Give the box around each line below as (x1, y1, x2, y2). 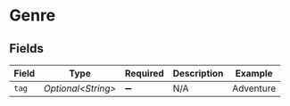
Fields (9, 41, 45, 56)
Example (235, 68, 274, 79)
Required (124, 68, 165, 79)
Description (172, 68, 224, 79)
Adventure (231, 82, 277, 94)
